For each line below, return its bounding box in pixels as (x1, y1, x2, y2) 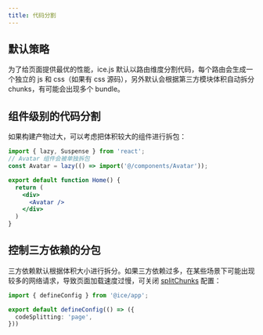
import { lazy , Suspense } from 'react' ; (8, 147, 146, 155)
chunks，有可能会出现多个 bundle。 (8, 84, 125, 94)
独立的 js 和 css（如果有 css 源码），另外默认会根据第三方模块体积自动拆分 (14, 75, 255, 84)
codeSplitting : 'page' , (15, 313, 92, 321)
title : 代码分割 (8, 11, 56, 20)
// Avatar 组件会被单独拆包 (8, 155, 90, 163)
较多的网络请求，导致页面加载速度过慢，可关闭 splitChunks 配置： (8, 275, 222, 285)
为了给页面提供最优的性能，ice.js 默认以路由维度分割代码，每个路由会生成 (8, 64, 247, 75)
